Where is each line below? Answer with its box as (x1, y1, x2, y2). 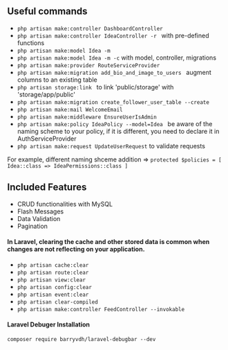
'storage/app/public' (17, 90, 76, 98)
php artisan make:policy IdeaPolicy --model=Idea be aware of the (17, 119, 213, 128)
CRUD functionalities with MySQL (17, 200, 113, 208)
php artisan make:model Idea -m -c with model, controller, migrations (17, 53, 216, 62)
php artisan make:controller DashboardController (17, 25, 164, 32)
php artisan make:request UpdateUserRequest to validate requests (17, 141, 206, 150)
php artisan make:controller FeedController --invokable (17, 306, 185, 313)
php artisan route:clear (17, 269, 89, 276)
